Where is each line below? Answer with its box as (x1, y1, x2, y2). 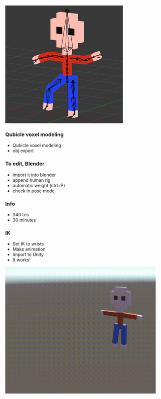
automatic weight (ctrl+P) (12, 182, 65, 188)
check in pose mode (12, 188, 55, 194)
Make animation (12, 246, 46, 252)
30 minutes (12, 217, 36, 223)
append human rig (12, 177, 51, 183)
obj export (12, 148, 34, 154)
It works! (12, 257, 31, 263)
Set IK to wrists (12, 241, 44, 247)
